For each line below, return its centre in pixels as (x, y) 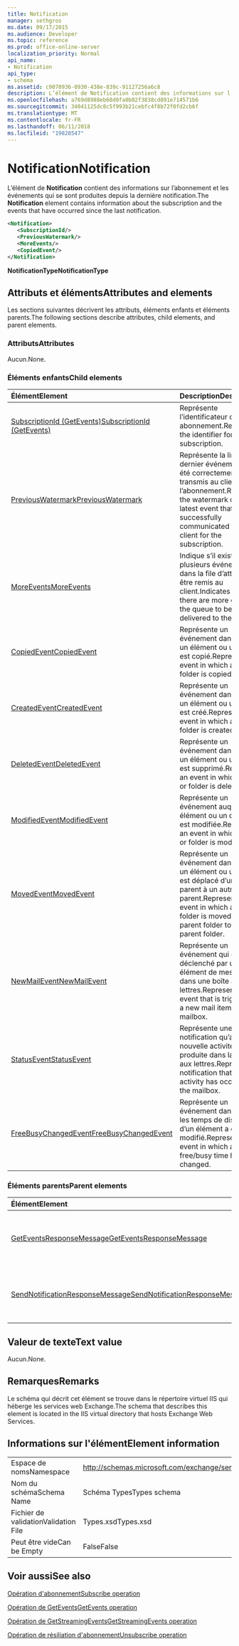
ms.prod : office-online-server (54, 47)
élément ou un (203, 815)
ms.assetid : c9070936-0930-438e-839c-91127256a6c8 (84, 87)
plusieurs (195, 565)
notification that (206, 1072)
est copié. (196, 656)
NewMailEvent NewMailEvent (59, 981)
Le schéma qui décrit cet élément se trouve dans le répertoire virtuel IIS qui (118, 1398)
